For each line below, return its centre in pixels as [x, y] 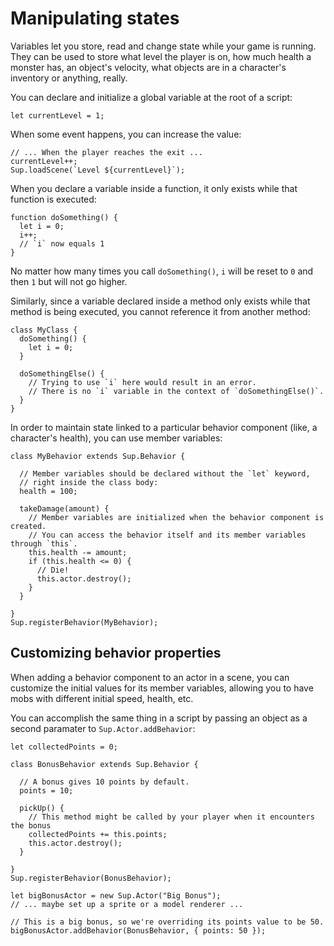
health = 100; [48, 491]
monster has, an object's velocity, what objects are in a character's [148, 67]
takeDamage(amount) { [64, 508]
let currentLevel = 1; [57, 115]
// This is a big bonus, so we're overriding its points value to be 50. [167, 922]
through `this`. [44, 543]
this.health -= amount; [78, 552]
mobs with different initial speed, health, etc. [102, 698]
